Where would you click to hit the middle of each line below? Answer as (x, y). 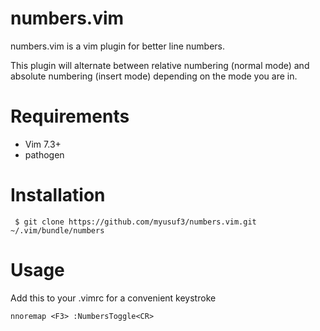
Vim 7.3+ (43, 144)
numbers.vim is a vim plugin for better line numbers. (117, 46)
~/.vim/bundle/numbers (57, 230)
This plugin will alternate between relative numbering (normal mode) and (160, 65)
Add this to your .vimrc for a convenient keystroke (113, 298)
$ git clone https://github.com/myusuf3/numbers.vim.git (135, 222)
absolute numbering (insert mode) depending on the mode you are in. (154, 76)
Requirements (70, 116)
